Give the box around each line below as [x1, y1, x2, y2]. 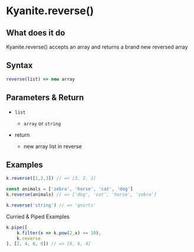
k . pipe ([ [6, 224, 28, 230]
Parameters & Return [6, 93, 84, 103]
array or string [23, 119, 61, 127]
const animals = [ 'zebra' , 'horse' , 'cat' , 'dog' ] [6, 186, 133, 192]
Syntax [6, 60, 33, 70]
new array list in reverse [23, 143, 83, 150]
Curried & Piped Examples [6, 213, 70, 220]
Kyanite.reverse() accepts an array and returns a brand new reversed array [6, 43, 188, 50]
